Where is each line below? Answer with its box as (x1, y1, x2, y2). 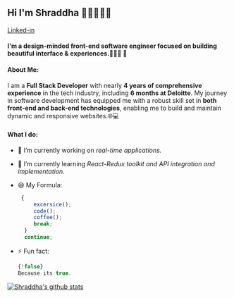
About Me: (7, 66, 39, 74)
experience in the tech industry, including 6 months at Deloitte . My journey (7, 89, 228, 97)
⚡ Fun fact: (17, 247, 49, 255)
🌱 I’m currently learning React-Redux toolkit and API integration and (17, 159, 215, 168)
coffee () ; (33, 214, 63, 221)
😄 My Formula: (17, 180, 63, 189)
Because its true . (17, 269, 72, 277)
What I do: (7, 130, 39, 139)
